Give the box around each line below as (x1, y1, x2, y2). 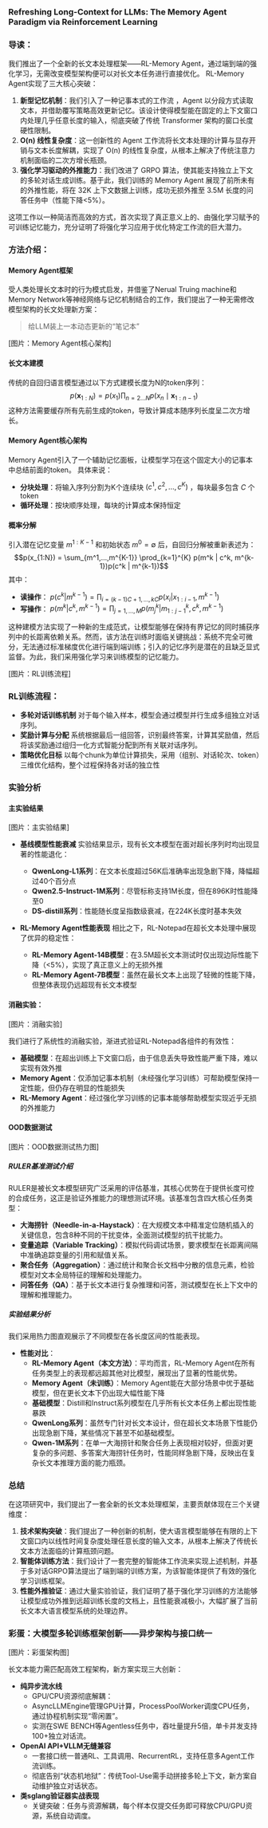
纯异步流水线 (19, 1681, 62, 1691)
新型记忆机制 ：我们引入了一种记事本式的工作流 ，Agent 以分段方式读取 (19, 96, 254, 105)
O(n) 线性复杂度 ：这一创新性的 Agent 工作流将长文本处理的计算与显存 (19, 136, 250, 145)
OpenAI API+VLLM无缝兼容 (19, 1741, 112, 1751)
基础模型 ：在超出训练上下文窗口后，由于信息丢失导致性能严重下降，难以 (19, 1053, 258, 1062)
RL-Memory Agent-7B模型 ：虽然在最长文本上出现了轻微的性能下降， (31, 970, 260, 979)
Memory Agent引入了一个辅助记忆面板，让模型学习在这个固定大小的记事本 (8, 455, 254, 464)
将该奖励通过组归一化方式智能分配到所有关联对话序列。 (19, 740, 202, 750)
